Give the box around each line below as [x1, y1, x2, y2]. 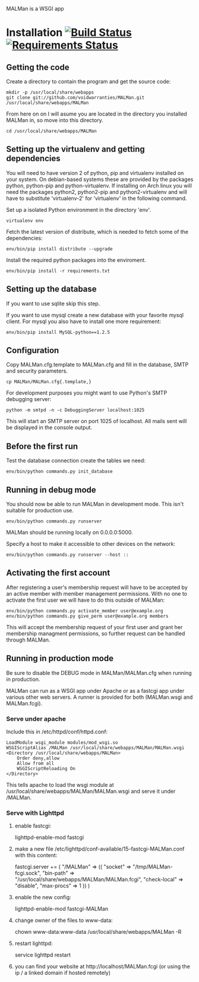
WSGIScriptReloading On [17, 765, 76, 771]
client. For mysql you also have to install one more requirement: [6, 318, 162, 325]
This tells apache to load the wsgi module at [6, 781, 114, 788]
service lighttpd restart [14, 952, 71, 959]
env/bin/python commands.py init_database [6, 468, 113, 475]
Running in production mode [6, 653, 114, 664]
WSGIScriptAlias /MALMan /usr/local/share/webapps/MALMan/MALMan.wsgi [6, 745, 185, 750]
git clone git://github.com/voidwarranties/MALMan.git [6, 95, 145, 101]
